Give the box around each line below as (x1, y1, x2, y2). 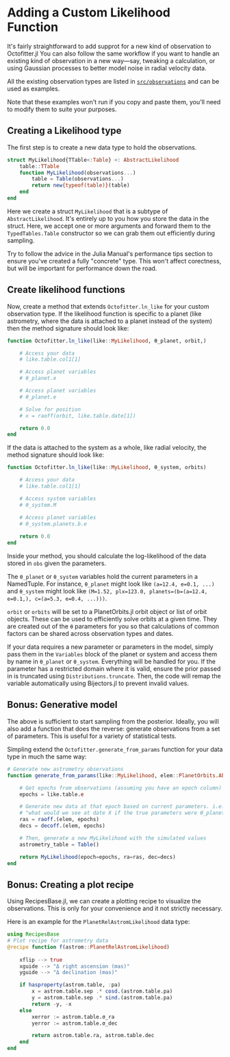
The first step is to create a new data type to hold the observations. (7, 143, 197, 152)
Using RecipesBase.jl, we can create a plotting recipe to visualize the (7, 897, 201, 905)
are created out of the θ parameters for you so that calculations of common (7, 622, 219, 630)
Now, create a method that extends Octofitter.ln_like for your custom (7, 302, 210, 310)
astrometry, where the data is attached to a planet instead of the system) (7, 317, 213, 325)
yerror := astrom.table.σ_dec (31, 1020, 118, 1027)
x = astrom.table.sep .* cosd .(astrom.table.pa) (31, 988, 173, 995)
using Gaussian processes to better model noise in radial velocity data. (7, 64, 207, 72)
